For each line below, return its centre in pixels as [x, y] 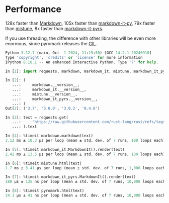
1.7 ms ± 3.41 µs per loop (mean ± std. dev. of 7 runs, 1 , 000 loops [80, 168]
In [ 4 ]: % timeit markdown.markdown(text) [49, 136]
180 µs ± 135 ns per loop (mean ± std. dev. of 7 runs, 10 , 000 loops [80, 182]
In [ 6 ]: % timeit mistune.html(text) [44, 163]
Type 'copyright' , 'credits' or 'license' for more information [74, 57]
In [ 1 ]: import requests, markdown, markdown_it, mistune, [68, 71]
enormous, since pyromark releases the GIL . [51, 43]
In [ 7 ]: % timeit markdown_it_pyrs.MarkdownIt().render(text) [71, 177]
